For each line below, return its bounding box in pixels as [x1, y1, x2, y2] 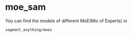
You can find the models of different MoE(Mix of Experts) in [5, 18, 128, 24]
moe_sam [5, 1, 46, 13]
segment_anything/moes [5, 27, 52, 32]
